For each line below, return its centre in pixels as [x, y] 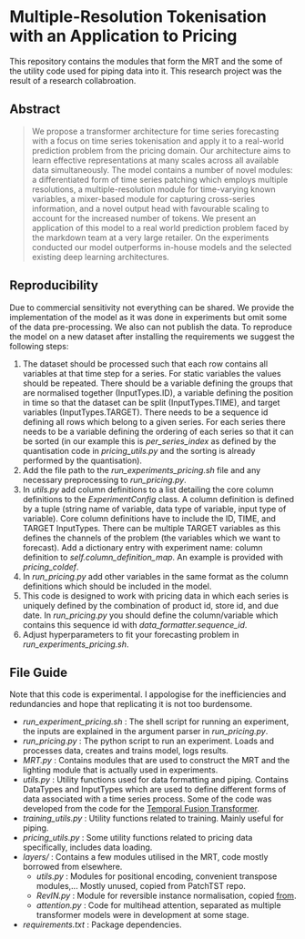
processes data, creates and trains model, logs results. [126, 751]
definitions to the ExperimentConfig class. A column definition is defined [158, 499]
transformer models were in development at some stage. [142, 915]
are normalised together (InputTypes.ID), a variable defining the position [158, 392]
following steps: [39, 346]
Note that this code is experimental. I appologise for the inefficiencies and [148, 694]
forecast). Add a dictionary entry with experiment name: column [142, 547]
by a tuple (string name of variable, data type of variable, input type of [154, 509]
